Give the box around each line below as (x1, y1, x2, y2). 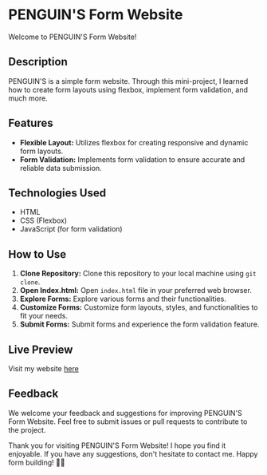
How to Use (8, 247, 67, 261)
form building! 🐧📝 (8, 457, 65, 467)
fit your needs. (19, 311, 68, 321)
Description (8, 55, 68, 69)
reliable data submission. (19, 163, 102, 172)
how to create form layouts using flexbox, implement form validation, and (8, 85, 249, 94)
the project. (8, 425, 46, 434)
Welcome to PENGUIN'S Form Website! (8, 32, 137, 42)
